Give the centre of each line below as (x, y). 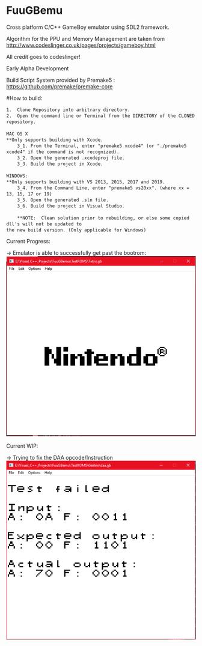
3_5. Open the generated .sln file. (63, 200)
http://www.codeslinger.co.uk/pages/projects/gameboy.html (81, 45)
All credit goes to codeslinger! (43, 56)
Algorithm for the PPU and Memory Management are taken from (86, 38)
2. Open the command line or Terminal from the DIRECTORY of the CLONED (101, 116)
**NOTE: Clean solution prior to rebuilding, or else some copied (103, 218)
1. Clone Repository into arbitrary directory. (68, 110)
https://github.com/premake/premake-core (60, 86)
